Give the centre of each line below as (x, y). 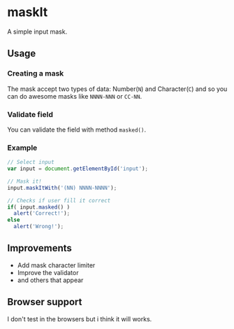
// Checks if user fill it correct (59, 200)
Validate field (30, 114)
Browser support (45, 302)
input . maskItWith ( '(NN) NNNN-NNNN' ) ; (62, 188)
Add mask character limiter (56, 265)
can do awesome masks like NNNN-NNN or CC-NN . (74, 96)
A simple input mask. (37, 31)
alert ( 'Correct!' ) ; (42, 213)
